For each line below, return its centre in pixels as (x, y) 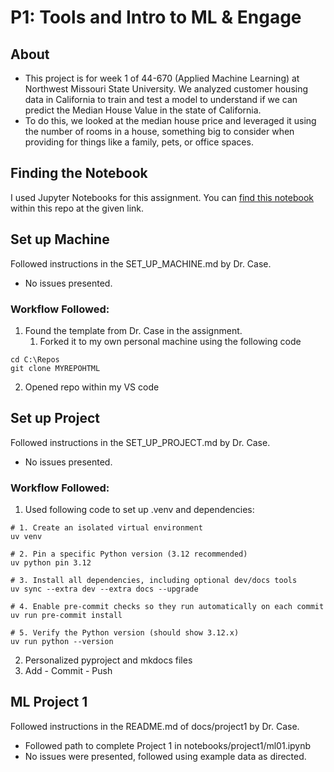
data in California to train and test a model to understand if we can (161, 99)
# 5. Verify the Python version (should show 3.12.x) (125, 633)
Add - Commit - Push (68, 671)
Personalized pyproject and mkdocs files (108, 660)
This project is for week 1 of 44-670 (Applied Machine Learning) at (162, 78)
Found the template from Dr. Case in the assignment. (133, 330)
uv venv (26, 537)
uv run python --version (62, 642)
